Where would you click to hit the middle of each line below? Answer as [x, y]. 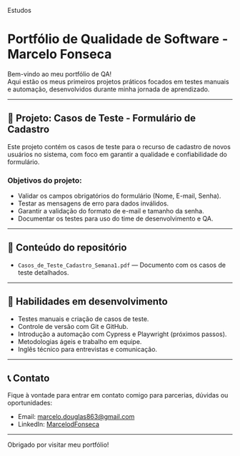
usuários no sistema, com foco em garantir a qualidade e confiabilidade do [117, 154]
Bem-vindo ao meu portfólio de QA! [60, 74]
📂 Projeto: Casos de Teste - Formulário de [102, 118]
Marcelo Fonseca [60, 55]
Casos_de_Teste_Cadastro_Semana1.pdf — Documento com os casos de [122, 265]
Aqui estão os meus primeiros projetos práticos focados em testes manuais [119, 81]
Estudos [20, 10]
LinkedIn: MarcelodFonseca [59, 425]
